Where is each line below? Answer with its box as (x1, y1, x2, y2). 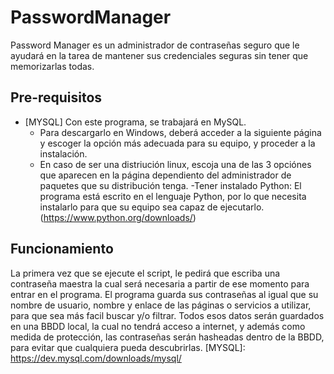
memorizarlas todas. (10, 60, 95, 72)
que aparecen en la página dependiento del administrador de (39, 169, 292, 181)
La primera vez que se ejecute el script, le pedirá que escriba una (10, 267, 281, 279)
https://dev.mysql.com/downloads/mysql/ (10, 352, 182, 364)
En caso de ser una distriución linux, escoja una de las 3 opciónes (39, 158, 312, 170)
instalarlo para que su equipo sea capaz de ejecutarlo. (39, 201, 265, 213)
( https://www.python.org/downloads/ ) (39, 211, 197, 223)
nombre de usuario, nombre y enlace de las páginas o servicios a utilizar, (10, 299, 312, 311)
